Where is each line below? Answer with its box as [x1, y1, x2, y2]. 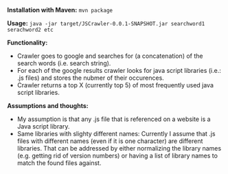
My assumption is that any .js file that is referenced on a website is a [16, 115, 211, 123]
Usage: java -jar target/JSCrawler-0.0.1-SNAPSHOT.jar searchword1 [7, 19, 205, 27]
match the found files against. [16, 159, 102, 167]
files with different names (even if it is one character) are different [16, 137, 203, 145]
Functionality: [7, 39, 48, 47]
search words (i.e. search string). [16, 59, 111, 67]
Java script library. [16, 122, 70, 130]
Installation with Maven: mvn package [7, 6, 113, 14]
